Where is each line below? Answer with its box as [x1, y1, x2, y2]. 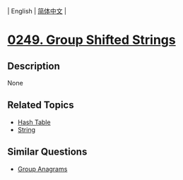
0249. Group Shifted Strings [7, 32, 176, 48]
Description [7, 60, 60, 72]
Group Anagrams [17, 164, 68, 173]
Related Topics [7, 99, 74, 112]
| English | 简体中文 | [7, 7, 67, 15]
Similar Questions [7, 146, 88, 158]
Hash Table [17, 118, 51, 126]
